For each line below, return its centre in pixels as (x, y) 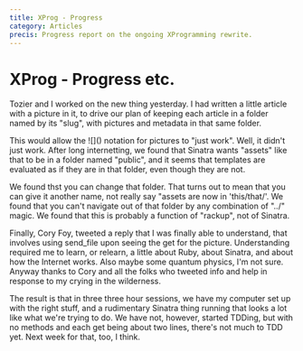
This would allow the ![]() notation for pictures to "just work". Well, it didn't (147, 141)
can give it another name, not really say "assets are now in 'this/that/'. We (146, 197)
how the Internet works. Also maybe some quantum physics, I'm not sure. (147, 262)
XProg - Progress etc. (92, 79)
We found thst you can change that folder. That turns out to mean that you (148, 187)
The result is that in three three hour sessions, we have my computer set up (150, 299)
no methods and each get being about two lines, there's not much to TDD (146, 328)
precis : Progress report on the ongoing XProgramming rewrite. (131, 34)
